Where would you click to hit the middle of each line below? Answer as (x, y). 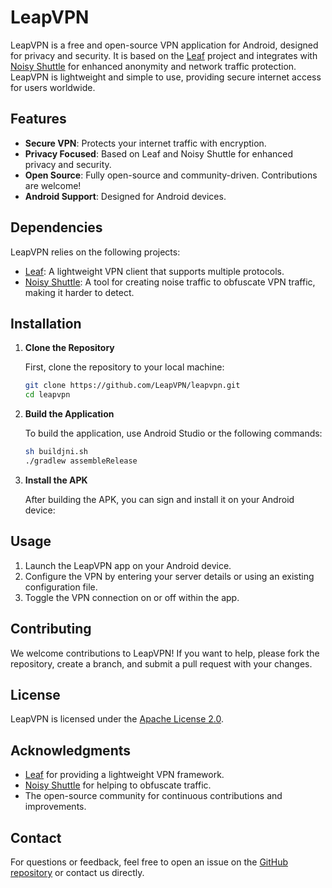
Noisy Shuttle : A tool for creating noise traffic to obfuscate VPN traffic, (170, 282)
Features (38, 119)
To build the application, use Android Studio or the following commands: (173, 433)
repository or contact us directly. (77, 872)
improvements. (55, 807)
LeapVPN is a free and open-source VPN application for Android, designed (164, 45)
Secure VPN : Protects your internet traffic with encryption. (145, 143)
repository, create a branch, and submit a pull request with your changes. (161, 663)
